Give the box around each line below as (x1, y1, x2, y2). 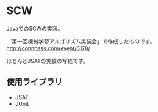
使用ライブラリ (6, 77, 63, 88)
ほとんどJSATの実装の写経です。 (6, 57, 88, 64)
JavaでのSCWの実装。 (6, 24, 63, 32)
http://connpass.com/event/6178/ (6, 44, 90, 52)
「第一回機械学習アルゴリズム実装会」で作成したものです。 (6, 37, 156, 45)
